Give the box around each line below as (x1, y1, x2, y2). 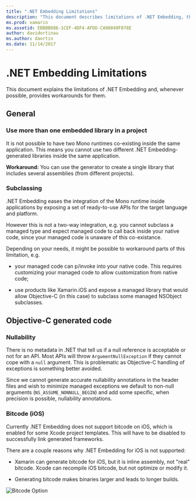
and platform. (6, 210, 38, 217)
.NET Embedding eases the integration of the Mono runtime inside (6, 197, 165, 205)
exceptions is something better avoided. (6, 365, 103, 372)
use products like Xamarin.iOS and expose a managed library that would (14, 286, 188, 293)
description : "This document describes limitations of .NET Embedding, (6, 14, 184, 20)
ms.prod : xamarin (6, 19, 48, 25)
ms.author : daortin (6, 36, 54, 42)
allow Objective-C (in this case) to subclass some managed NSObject (14, 292, 182, 299)
